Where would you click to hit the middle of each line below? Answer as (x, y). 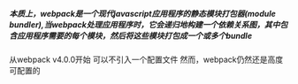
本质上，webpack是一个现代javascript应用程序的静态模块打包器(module (143, 13)
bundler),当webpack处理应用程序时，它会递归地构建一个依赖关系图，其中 (145, 24)
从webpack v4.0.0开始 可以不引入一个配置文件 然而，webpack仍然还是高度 (146, 59)
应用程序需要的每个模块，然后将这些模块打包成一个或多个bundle (134, 35)
